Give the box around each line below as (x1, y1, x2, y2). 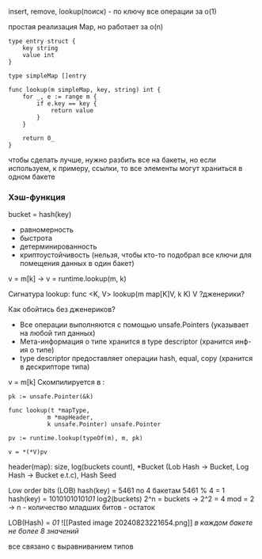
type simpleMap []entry (8, 72, 87, 80)
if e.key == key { (36, 100, 97, 108)
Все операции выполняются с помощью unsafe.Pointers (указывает (19, 320, 249, 329)
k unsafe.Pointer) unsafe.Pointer (47, 420, 161, 428)
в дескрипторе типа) (19, 362, 90, 371)
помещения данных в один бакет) (19, 259, 135, 268)
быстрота (19, 234, 53, 243)
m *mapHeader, (47, 413, 93, 422)
